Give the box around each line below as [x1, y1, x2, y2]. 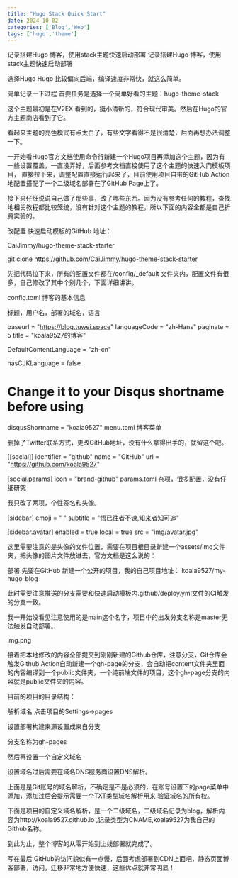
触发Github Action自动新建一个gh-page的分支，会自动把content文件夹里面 [7, 660, 225, 668]
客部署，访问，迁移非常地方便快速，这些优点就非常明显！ [7, 863, 175, 872]
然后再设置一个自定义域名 [7, 752, 82, 761]
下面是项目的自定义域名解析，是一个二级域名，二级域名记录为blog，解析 [7, 806, 219, 816]
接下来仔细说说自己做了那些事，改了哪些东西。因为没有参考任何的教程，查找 [7, 194, 231, 203]
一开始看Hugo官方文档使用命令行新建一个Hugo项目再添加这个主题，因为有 [7, 152, 225, 161]
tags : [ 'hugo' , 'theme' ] [7, 30, 78, 38]
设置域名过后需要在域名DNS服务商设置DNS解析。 [7, 767, 152, 777]
